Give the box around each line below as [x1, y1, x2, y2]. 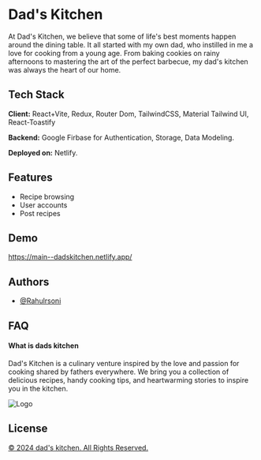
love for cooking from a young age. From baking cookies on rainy [8, 48, 220, 58]
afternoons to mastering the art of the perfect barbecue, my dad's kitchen [8, 57, 248, 66]
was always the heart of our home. [8, 65, 121, 74]
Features [8, 171, 53, 185]
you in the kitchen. [8, 383, 69, 393]
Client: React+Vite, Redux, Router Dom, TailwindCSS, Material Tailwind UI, [8, 109, 249, 118]
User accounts [19, 200, 68, 210]
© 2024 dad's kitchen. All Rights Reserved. [8, 443, 148, 452]
